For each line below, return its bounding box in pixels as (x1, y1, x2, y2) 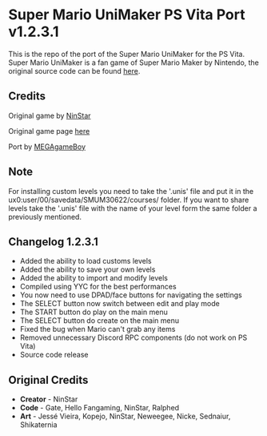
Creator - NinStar (19, 394, 78, 404)
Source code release (19, 350, 89, 360)
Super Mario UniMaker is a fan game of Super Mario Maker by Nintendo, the (8, 58, 260, 67)
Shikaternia (19, 420, 58, 430)
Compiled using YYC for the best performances (19, 282, 177, 292)
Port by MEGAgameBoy (8, 142, 86, 151)
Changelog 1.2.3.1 (8, 235, 98, 248)
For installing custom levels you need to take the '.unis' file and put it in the (8, 186, 254, 196)
